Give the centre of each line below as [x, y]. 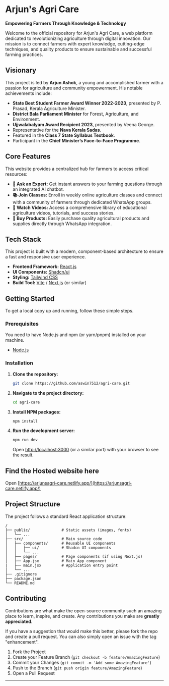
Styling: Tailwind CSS [35, 277]
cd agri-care [26, 402]
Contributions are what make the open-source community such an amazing [83, 611]
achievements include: [28, 93]
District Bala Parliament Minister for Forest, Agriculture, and [75, 114]
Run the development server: [44, 431]
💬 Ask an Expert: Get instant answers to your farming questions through [87, 184]
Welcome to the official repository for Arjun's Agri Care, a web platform [79, 33]
